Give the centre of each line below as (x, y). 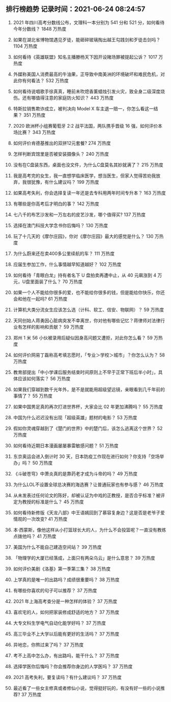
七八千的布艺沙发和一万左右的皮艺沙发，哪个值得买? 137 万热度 (79, 214)
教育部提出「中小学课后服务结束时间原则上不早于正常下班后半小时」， (85, 372)
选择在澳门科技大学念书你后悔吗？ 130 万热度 (61, 225)
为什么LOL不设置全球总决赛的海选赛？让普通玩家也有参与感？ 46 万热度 (88, 485)
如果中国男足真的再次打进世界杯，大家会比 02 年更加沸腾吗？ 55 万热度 (88, 406)
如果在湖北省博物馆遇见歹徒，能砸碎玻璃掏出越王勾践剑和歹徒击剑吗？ (87, 39)
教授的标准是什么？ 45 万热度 (53, 501)
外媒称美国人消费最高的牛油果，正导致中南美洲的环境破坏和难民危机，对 (89, 74)
